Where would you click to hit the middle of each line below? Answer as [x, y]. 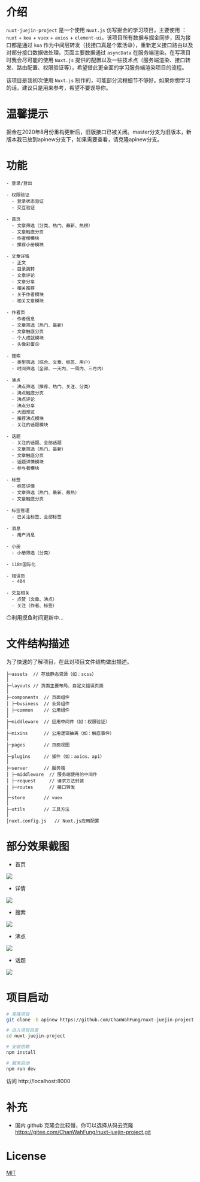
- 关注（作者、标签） [34, 606]
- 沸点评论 [23, 399]
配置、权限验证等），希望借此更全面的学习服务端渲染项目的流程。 [107, 67]
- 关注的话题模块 [30, 425]
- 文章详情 [18, 256]
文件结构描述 [38, 644]
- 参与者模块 [26, 468]
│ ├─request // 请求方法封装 [45, 781]
